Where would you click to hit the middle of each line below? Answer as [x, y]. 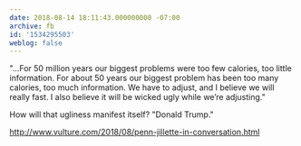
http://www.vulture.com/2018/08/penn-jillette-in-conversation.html [135, 132]
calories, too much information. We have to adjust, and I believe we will [142, 87]
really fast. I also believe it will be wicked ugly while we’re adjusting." [137, 97]
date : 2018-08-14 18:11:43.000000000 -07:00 [95, 18]
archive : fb [32, 26]
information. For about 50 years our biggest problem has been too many [144, 78]
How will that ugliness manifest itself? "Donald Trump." [112, 114]
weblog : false [36, 43]
